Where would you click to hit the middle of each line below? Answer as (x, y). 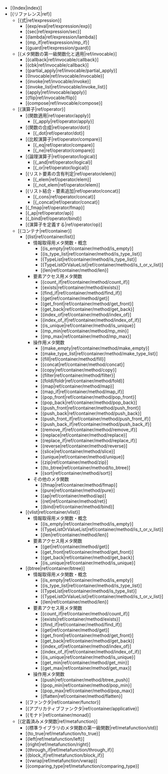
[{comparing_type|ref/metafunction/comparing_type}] (82, 766)
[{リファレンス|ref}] (31, 14)
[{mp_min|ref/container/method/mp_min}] (85, 331)
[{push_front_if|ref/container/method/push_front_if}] (95, 419)
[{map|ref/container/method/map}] (77, 386)
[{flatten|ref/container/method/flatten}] (81, 696)
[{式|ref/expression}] (40, 20)
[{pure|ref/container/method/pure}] (78, 490)
